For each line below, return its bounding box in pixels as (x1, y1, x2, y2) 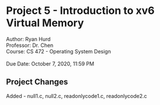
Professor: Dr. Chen (6, 42, 54, 49)
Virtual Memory (6, 16, 84, 30)
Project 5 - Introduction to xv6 (6, 4, 155, 17)
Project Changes (6, 77, 68, 87)
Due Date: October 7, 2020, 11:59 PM (6, 60, 95, 67)
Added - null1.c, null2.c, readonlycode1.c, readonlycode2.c (6, 92, 147, 99)
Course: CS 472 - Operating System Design (6, 48, 111, 55)
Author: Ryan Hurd (6, 35, 51, 42)
